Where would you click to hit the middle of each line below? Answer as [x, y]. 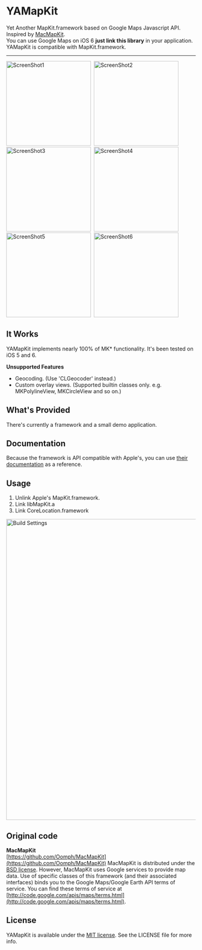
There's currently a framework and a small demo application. [82, 424]
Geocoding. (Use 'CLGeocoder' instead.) [65, 378]
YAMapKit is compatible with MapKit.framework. [66, 47]
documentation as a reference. [44, 464]
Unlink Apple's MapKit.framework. [57, 498]
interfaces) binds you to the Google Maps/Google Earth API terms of [91, 882]
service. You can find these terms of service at [64, 889]
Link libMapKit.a [35, 504]
